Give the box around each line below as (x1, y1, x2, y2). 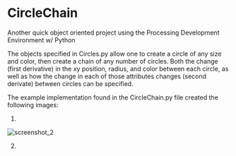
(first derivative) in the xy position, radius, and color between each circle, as (7, 64, 229, 73)
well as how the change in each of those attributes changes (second (7, 72, 207, 80)
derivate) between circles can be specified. (7, 79, 134, 88)
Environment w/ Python (7, 35, 76, 44)
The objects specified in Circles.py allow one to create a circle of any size (7, 49, 222, 58)
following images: (7, 100, 59, 109)
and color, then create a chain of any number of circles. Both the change (7, 56, 219, 65)
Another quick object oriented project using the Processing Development (7, 28, 220, 37)
